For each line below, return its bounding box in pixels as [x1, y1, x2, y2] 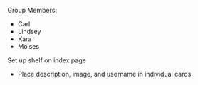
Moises [17, 42, 40, 50]
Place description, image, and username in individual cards [17, 70, 192, 78]
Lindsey [17, 28, 41, 35]
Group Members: [7, 6, 58, 14]
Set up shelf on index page [7, 56, 87, 64]
